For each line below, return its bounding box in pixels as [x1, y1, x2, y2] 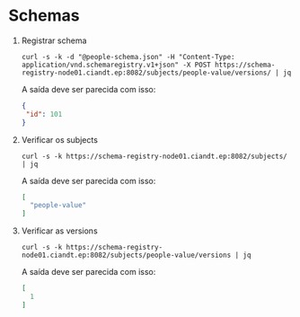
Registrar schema [21, 35, 87, 46]
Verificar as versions [21, 225, 98, 236]
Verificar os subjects [21, 134, 98, 145]
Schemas [8, 5, 80, 26]
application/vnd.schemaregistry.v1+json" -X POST [21, 60, 212, 69]
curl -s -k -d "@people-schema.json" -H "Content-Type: [21, 52, 235, 61]
